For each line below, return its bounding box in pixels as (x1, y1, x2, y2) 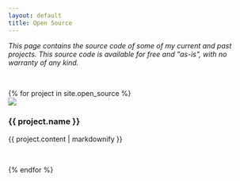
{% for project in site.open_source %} (8, 88, 131, 98)
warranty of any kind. (8, 57, 79, 67)
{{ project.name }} (8, 116, 81, 127)
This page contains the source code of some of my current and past (8, 40, 232, 50)
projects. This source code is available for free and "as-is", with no (8, 49, 227, 59)
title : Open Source (8, 19, 73, 27)
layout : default (8, 11, 62, 20)
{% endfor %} (8, 164, 54, 175)
